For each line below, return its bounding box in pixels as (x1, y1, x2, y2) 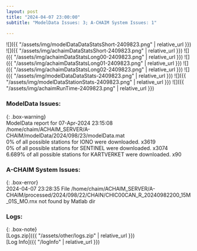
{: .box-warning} (6, 113, 46, 120)
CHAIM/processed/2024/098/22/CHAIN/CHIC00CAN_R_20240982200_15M (6, 191, 191, 198)
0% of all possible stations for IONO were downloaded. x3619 (6, 138, 156, 145)
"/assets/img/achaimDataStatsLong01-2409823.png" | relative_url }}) (14, 60, 182, 67)
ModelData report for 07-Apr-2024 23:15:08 (6, 119, 113, 126)
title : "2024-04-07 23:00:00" (6, 14, 81, 20)
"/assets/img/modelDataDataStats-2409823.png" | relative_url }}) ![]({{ (14, 72, 186, 80)
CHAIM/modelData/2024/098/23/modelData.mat (6, 132, 125, 139)
